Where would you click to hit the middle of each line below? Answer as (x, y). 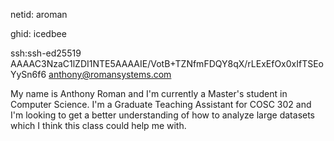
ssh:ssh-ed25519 (46, 53)
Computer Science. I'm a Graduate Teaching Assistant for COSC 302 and (161, 104)
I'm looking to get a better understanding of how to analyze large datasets (163, 115)
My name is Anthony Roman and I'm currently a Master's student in (149, 93)
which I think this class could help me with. (98, 125)
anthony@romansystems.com (110, 74)
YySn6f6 (28, 74)
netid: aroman (39, 14)
